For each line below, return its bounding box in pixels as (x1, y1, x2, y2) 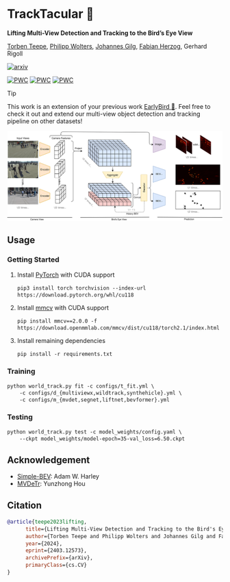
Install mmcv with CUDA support (16, 303, 110, 312)
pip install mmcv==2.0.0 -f (16, 318, 97, 325)
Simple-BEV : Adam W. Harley (16, 472, 99, 481)
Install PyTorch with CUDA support (16, 270, 115, 279)
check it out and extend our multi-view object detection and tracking (7, 110, 201, 118)
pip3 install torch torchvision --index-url (16, 284, 146, 292)
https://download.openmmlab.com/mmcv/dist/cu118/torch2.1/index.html (16, 325, 220, 331)
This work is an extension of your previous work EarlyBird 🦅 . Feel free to (7, 102, 211, 110)
